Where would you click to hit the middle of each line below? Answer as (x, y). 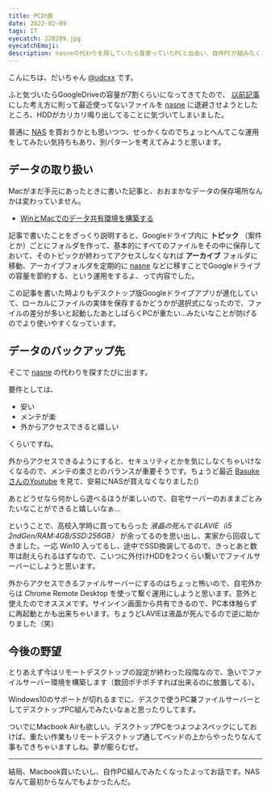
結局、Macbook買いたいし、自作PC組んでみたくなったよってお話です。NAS (134, 771)
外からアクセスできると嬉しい (69, 426)
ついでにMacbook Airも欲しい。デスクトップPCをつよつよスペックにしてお (133, 727)
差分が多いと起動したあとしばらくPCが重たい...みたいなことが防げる (144, 313)
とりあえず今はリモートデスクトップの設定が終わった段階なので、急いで (128, 672)
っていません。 (61, 201)
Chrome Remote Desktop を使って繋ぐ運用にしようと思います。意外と (140, 593)
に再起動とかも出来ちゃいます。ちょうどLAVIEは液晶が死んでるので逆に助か (134, 613)
